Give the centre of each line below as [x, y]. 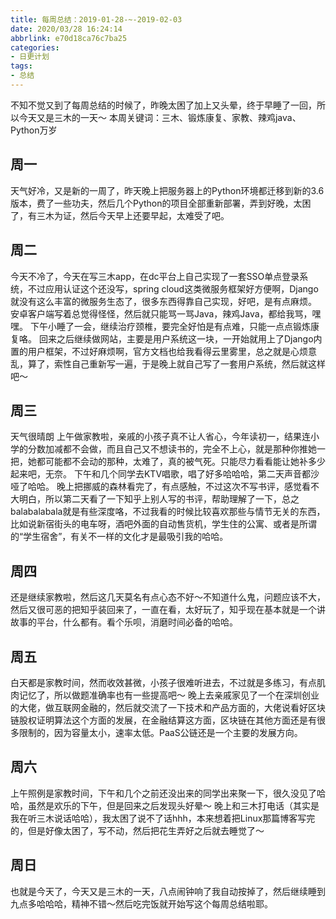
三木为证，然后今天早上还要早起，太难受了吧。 [133, 215]
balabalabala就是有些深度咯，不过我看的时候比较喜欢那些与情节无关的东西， [168, 512]
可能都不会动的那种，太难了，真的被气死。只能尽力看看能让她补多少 [185, 462]
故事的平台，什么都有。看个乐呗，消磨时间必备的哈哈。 [124, 622]
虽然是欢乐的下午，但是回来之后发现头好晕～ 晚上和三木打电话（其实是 [173, 805]
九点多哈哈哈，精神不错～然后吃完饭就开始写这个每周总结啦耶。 [141, 903]
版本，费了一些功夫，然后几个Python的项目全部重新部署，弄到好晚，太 [156, 203]
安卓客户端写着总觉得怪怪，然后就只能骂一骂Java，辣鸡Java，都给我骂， [161, 313]
